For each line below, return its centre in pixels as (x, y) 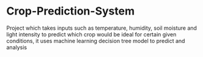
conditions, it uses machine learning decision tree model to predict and (96, 41)
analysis (17, 47)
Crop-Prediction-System (71, 11)
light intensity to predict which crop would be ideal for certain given (91, 34)
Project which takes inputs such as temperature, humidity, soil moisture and (102, 28)
